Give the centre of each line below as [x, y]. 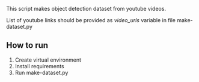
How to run [27, 45]
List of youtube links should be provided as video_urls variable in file [91, 20]
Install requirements [39, 66]
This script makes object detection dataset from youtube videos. [86, 9]
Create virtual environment [48, 60]
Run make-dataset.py [41, 72]
